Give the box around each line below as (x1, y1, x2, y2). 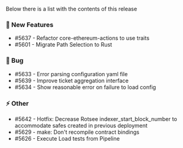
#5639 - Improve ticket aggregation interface (14, 77, 129, 84)
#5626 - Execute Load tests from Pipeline (14, 134, 120, 142)
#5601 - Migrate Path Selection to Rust (14, 41, 113, 49)
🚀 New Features (6, 20, 54, 29)
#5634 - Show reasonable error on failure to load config (14, 83, 157, 91)
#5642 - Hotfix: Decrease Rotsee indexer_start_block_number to (14, 115, 177, 122)
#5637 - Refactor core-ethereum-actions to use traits (14, 34, 150, 42)
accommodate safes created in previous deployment (14, 122, 148, 129)
